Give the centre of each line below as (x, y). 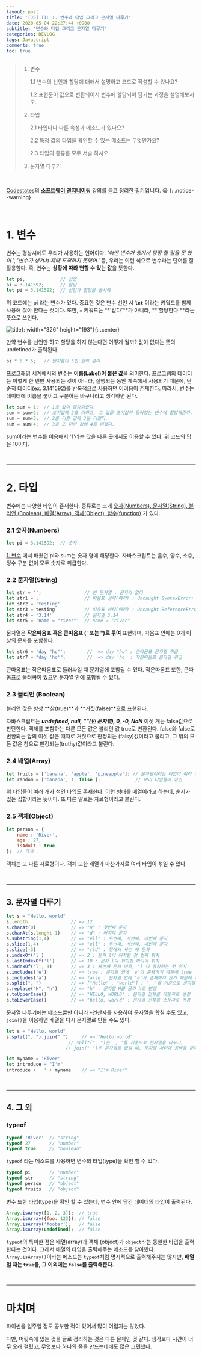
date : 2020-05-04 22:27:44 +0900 (48, 23)
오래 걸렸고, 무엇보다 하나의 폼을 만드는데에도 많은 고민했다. (82, 1346)
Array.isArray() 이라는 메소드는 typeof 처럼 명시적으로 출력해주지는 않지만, (95, 1257)
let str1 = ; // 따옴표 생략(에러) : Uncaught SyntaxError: (100, 598)
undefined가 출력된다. (32, 350)
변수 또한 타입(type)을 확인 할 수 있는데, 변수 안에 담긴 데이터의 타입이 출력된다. (99, 1201)
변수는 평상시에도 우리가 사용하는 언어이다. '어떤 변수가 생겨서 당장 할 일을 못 (96, 253)
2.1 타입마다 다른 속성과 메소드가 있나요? (77, 128)
